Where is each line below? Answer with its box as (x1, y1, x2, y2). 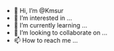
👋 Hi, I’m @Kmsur (13, 7, 64, 14)
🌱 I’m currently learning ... (13, 21, 88, 29)
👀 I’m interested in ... (13, 14, 73, 22)
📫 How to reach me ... (13, 37, 78, 44)
